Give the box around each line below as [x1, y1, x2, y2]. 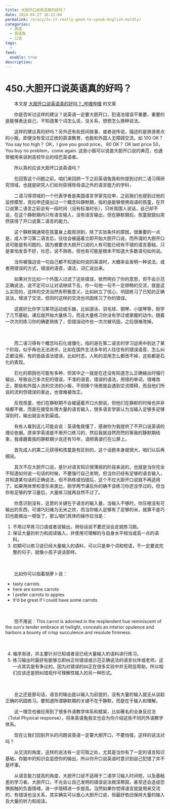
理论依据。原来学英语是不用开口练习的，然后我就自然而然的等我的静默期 [5, 430, 156, 436]
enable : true [10, 54, 37, 60]
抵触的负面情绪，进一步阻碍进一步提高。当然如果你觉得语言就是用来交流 [9, 786, 160, 792]
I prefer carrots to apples [12, 592, 65, 598]
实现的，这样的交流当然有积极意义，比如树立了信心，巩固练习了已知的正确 [9, 289, 165, 295]
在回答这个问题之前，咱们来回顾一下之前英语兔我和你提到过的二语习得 [14, 176, 160, 182]
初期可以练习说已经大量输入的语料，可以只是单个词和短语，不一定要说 [12, 543, 159, 549]
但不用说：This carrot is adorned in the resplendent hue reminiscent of [14, 618, 162, 625]
